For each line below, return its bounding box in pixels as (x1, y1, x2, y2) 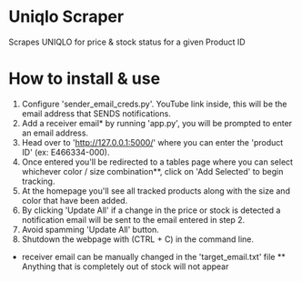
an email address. (21, 127, 88, 138)
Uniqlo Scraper (8, 6, 125, 27)
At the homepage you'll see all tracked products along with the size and (21, 185, 290, 196)
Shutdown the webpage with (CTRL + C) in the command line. (21, 234, 255, 245)
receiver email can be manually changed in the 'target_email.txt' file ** (21, 251, 286, 262)
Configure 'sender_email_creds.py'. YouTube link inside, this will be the (21, 98, 287, 109)
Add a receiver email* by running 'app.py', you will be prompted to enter (21, 117, 293, 128)
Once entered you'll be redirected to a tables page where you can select (21, 156, 293, 167)
